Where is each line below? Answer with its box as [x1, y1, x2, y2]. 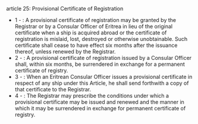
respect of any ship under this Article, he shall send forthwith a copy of [14, 80, 189, 87]
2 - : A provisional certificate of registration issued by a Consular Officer [14, 55, 192, 61]
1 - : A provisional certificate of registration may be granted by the [14, 17, 177, 23]
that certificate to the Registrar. [14, 86, 91, 93]
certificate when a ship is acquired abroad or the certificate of [14, 29, 167, 36]
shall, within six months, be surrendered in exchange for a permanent [14, 61, 186, 68]
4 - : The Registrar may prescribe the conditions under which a [14, 92, 169, 99]
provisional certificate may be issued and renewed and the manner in [14, 98, 184, 106]
